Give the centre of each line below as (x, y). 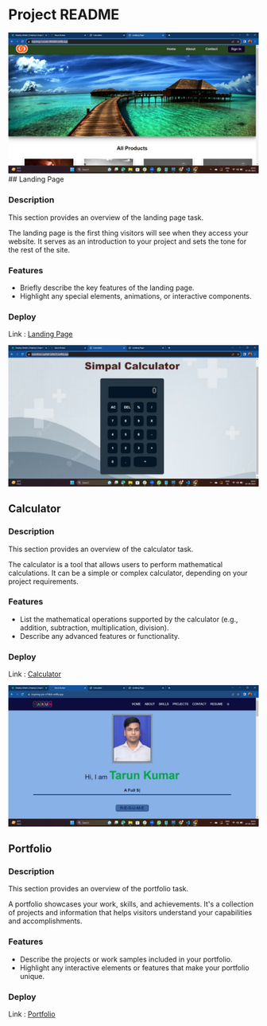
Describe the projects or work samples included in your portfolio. (126, 959)
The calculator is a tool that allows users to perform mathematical (116, 564)
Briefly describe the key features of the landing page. (107, 288)
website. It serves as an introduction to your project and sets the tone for (128, 241)
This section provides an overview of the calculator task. (101, 549)
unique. (32, 976)
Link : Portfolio (32, 1014)
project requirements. (44, 581)
